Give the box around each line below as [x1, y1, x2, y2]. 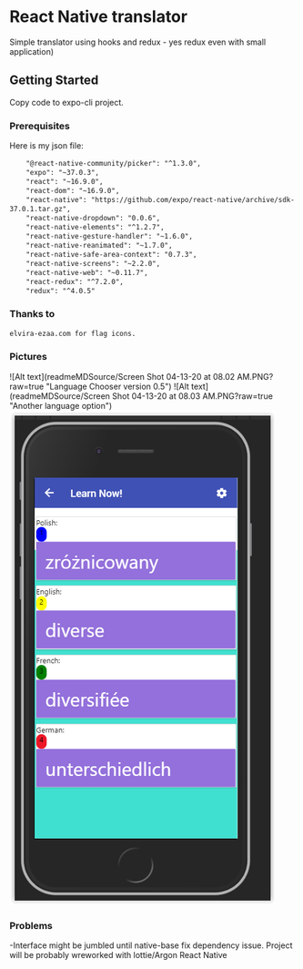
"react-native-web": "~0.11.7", [25, 269, 148, 278]
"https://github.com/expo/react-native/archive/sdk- [90, 196, 296, 205]
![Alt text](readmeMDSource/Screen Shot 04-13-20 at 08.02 [9, 371, 236, 382]
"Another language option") [9, 400, 113, 411]
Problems [9, 919, 53, 932]
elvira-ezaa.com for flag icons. [9, 330, 136, 339]
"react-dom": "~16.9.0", [25, 187, 120, 196]
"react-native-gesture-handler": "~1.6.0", [25, 232, 194, 241]
